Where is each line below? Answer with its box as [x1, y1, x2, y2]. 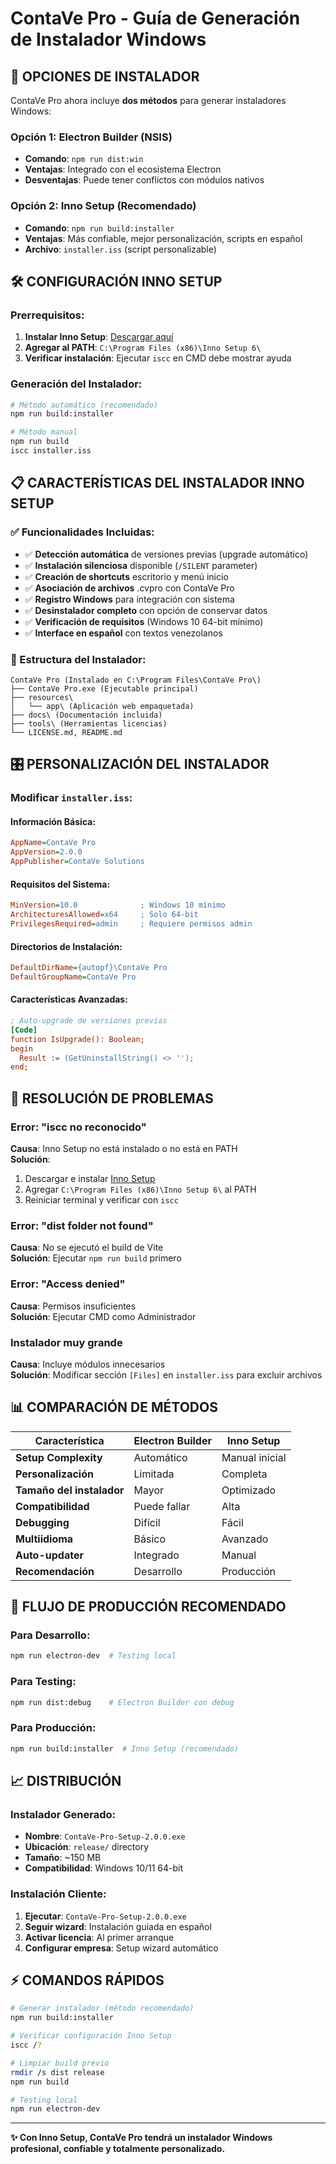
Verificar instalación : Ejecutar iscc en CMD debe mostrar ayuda [24, 352, 292, 364]
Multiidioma [15, 1532, 74, 1546]
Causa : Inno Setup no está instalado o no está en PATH [10, 1143, 238, 1154]
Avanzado [221, 1532, 269, 1546]
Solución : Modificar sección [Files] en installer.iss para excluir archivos [10, 1368, 323, 1381]
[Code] [10, 1025, 38, 1035]
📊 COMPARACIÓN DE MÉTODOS [10, 1399, 218, 1416]
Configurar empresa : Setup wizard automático [24, 1942, 219, 1954]
